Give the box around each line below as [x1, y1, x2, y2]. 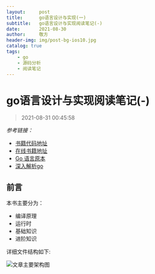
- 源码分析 [17, 60, 41, 66]
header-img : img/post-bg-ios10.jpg [6, 37, 97, 43]
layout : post [6, 9, 50, 15]
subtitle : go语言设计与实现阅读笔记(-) [6, 20, 103, 26]
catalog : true [6, 43, 43, 49]
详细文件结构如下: [6, 248, 51, 256]
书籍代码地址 [15, 139, 47, 147]
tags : [6, 49, 20, 55]
